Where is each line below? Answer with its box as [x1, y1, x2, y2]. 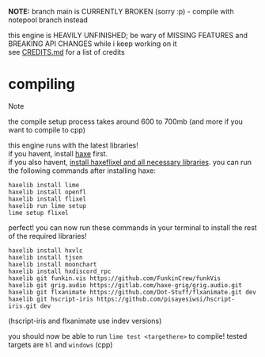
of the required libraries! [8, 231, 87, 240]
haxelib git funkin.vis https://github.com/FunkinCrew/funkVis [8, 274, 221, 282]
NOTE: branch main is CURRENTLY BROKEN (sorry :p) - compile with [8, 7, 235, 16]
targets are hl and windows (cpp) [8, 340, 113, 349]
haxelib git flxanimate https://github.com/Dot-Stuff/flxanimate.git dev [8, 288, 257, 296]
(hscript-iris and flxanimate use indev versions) [8, 316, 162, 325]
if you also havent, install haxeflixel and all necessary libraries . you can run [8, 157, 252, 167]
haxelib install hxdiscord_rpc [8, 267, 112, 275]
